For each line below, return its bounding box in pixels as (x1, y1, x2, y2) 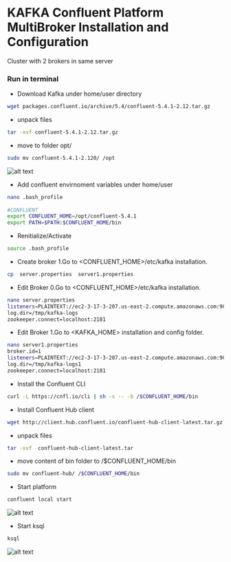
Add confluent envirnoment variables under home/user (16, 180, 173, 189)
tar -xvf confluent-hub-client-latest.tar (7, 444, 134, 452)
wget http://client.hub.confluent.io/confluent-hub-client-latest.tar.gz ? (7, 419, 226, 426)
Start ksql (16, 522, 45, 530)
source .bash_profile (7, 245, 69, 252)
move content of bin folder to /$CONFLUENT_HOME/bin (16, 457, 177, 466)
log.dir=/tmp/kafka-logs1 (7, 361, 81, 368)
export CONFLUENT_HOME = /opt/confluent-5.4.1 (7, 213, 137, 220)
